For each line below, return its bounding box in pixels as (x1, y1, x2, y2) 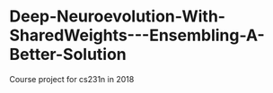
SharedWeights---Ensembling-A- (9, 25, 265, 46)
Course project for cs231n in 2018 (9, 73, 135, 84)
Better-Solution (9, 45, 128, 64)
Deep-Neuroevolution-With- (9, 6, 226, 27)
